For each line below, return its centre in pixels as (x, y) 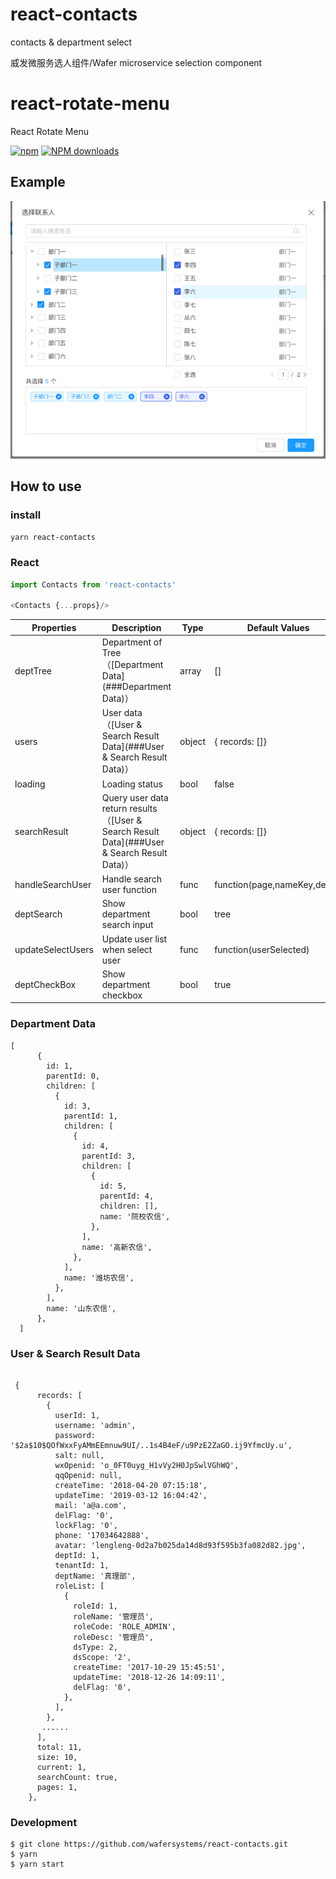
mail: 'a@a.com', (91, 1505)
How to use (46, 486)
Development (44, 1822)
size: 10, (57, 1757)
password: (75, 1435)
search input (127, 925)
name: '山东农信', (81, 1308)
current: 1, (61, 1767)
